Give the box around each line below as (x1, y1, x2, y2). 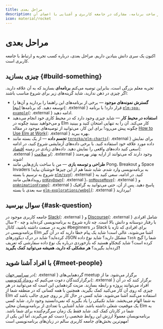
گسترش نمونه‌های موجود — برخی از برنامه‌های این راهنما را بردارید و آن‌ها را (12, 100, 149, 106)
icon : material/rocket (5, 16, 51, 21)
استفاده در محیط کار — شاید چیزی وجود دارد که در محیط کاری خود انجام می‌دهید (12, 115, 158, 121)
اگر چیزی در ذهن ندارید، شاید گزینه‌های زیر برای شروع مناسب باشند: (5, 90, 128, 96)
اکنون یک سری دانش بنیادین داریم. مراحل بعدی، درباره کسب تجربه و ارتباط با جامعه (5, 53, 156, 59)
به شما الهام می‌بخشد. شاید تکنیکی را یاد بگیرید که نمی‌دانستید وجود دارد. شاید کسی (5, 298, 155, 303)
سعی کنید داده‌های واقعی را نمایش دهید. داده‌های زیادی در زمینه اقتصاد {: (12, 146, 142, 152)
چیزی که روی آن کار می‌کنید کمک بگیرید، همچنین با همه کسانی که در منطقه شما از (5, 287, 153, 293)
